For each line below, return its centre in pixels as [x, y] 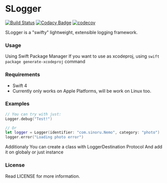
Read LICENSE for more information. [42, 176]
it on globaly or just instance [34, 152]
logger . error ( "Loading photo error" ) [44, 137]
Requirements [23, 75]
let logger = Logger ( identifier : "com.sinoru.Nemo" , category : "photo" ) [82, 133]
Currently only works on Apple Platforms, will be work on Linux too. [82, 91]
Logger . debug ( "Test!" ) [29, 119]
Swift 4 [20, 85]
